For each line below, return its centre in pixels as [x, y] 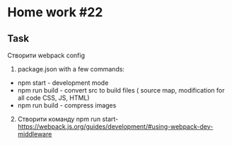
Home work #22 [55, 12]
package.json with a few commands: [71, 69]
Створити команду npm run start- [68, 119]
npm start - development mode [63, 83]
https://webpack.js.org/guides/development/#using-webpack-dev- [115, 127]
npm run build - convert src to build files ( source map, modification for [121, 90]
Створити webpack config [46, 55]
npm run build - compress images [67, 105]
